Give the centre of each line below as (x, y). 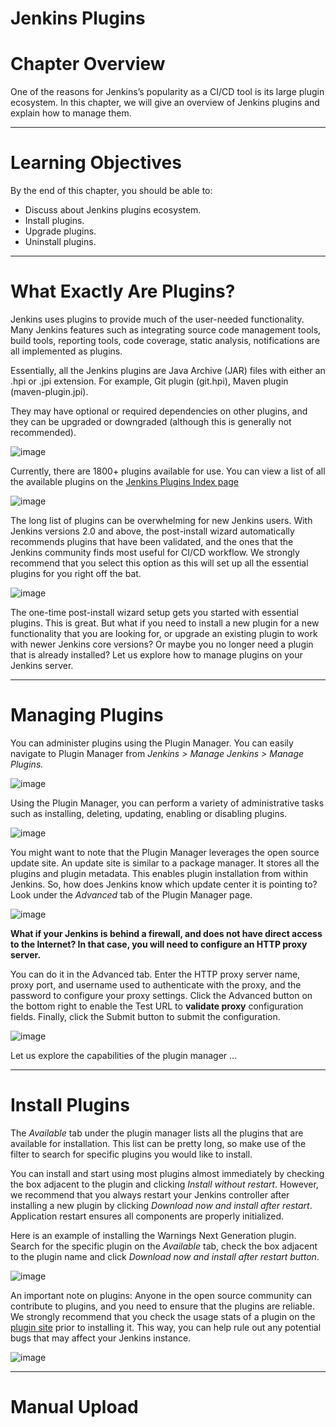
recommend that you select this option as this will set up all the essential (159, 563)
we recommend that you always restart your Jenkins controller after (150, 1194)
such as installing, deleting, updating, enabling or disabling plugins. (149, 813)
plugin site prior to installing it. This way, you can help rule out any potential (166, 1327)
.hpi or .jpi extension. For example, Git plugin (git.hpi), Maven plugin (149, 381)
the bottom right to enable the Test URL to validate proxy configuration (157, 1006)
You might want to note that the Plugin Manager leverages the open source (165, 852)
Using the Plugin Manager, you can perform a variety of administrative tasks (167, 803)
